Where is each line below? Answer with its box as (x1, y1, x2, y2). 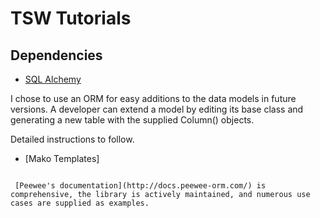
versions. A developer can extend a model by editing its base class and (10, 103, 304, 115)
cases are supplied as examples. (10, 198, 150, 208)
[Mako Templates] (24, 153, 100, 164)
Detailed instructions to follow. (10, 133, 135, 145)
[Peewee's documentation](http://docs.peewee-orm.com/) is (14, 181, 267, 191)
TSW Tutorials (10, 7, 132, 30)
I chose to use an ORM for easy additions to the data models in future (10, 93, 297, 104)
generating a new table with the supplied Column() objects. (10, 114, 255, 126)
